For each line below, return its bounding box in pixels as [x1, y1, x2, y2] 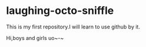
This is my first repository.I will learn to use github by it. [6, 23, 140, 30]
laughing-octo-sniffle [6, 4, 114, 17]
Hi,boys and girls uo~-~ [6, 34, 64, 41]
